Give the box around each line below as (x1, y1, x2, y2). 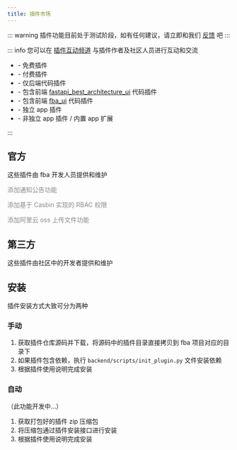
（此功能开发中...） (7, 402, 63, 410)
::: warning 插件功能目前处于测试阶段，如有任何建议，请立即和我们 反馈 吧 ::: (7, 30, 231, 39)
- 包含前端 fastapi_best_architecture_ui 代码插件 (17, 87, 157, 96)
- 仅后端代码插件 (17, 79, 67, 87)
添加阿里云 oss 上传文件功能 (7, 215, 90, 224)
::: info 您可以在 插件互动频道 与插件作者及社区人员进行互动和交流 (7, 45, 198, 54)
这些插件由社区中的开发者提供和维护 (7, 259, 113, 267)
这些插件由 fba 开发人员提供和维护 (7, 171, 108, 179)
